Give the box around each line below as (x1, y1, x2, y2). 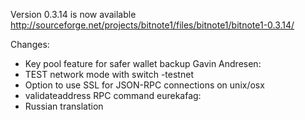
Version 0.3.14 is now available (10, 9, 137, 20)
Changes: (10, 39, 50, 50)
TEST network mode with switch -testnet (24, 69, 194, 80)
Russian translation (24, 100, 104, 112)
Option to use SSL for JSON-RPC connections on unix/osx (24, 79, 265, 91)
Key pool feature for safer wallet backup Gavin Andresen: (24, 58, 262, 69)
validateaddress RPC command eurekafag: (24, 90, 202, 101)
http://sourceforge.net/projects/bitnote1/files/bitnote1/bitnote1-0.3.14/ (10, 19, 295, 31)
